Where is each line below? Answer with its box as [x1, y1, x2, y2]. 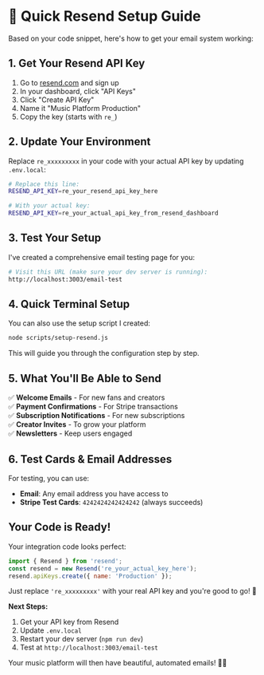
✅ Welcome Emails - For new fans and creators [8, 393, 165, 402]
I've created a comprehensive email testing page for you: [8, 252, 196, 262]
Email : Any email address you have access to [19, 488, 169, 498]
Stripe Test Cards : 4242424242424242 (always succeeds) [19, 497, 204, 507]
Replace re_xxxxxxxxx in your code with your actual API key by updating [8, 156, 244, 166]
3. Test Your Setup [8, 231, 102, 245]
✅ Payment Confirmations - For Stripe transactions [8, 402, 179, 412]
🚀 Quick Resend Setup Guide [8, 7, 201, 26]
